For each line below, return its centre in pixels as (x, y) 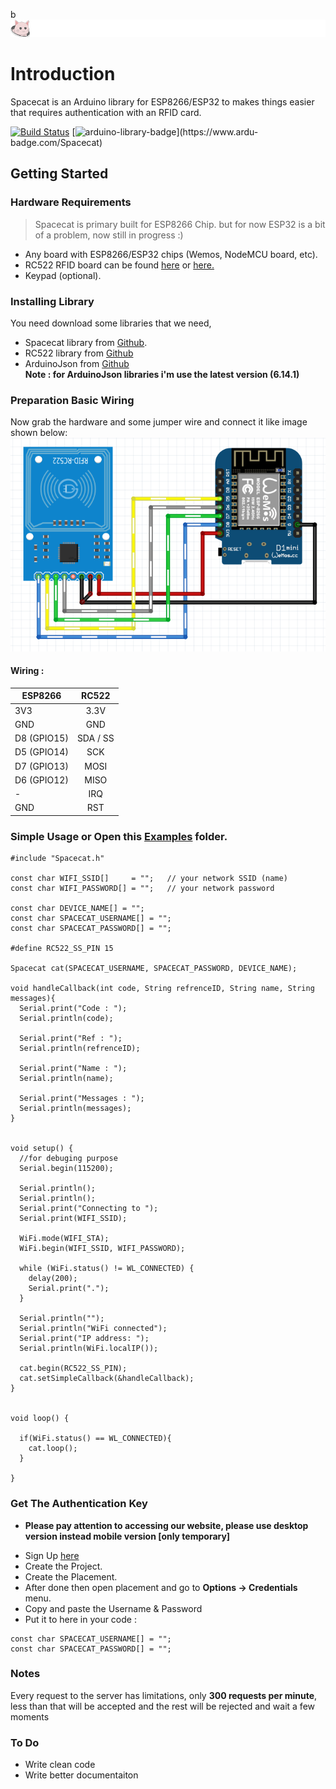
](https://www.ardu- (217, 131)
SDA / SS (95, 738)
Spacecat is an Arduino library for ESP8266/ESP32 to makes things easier (162, 101)
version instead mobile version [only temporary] (127, 1536)
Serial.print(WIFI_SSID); (73, 1219)
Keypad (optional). (63, 275)
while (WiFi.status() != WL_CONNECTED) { (107, 1269)
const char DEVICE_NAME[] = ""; (77, 909)
